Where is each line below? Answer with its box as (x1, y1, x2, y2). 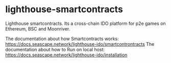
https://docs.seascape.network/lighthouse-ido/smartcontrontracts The (5, 41, 155, 47)
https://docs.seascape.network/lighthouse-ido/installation (5, 52, 128, 58)
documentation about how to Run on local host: (5, 46, 105, 52)
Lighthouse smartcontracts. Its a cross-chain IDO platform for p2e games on (5, 20, 166, 26)
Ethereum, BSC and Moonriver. (5, 25, 70, 31)
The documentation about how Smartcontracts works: (5, 36, 119, 42)
